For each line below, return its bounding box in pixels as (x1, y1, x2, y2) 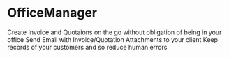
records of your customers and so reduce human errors (7, 43, 168, 51)
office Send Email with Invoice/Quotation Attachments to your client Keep (7, 35, 219, 43)
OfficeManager (7, 5, 98, 21)
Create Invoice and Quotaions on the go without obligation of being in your (7, 28, 222, 36)
